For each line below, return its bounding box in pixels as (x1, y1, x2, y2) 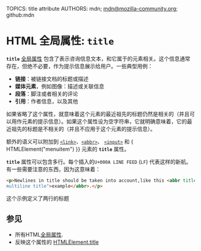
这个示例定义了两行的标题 (6, 194, 69, 202)
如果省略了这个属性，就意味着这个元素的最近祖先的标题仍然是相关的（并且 (6, 110, 190, 117)
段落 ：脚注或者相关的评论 (14, 90, 78, 97)
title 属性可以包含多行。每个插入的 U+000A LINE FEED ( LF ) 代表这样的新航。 (6, 158, 191, 165)
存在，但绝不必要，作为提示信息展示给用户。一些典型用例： (6, 62, 153, 69)
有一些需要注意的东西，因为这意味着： (6, 166, 100, 173)
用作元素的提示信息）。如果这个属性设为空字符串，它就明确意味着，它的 (11, 118, 187, 125)
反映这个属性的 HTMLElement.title (14, 238, 99, 246)
